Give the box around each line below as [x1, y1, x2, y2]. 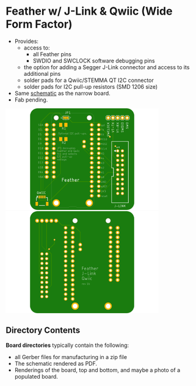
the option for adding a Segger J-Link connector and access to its [23, 63, 190, 71]
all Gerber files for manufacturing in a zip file [14, 353, 128, 360]
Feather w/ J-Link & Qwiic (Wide [5, 4, 173, 18]
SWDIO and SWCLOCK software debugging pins [32, 57, 155, 64]
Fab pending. [14, 96, 48, 103]
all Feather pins [32, 50, 71, 58]
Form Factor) [5, 17, 73, 31]
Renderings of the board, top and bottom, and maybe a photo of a [14, 366, 181, 374]
